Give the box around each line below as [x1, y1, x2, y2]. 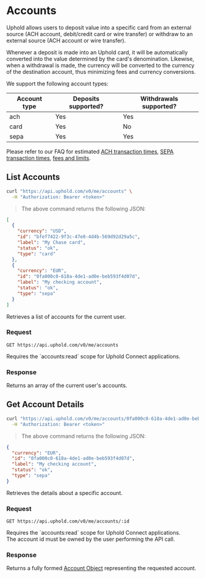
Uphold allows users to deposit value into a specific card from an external [6, 24, 192, 31]
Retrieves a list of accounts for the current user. [6, 312, 126, 320]
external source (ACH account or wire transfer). [6, 37, 126, 44]
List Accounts [6, 172, 60, 182]
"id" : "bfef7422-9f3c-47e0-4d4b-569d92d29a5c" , [17, 234, 140, 240]
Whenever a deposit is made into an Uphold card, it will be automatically [6, 48, 188, 56]
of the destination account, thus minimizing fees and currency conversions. [6, 68, 196, 75]
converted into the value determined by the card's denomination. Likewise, [6, 55, 195, 62]
